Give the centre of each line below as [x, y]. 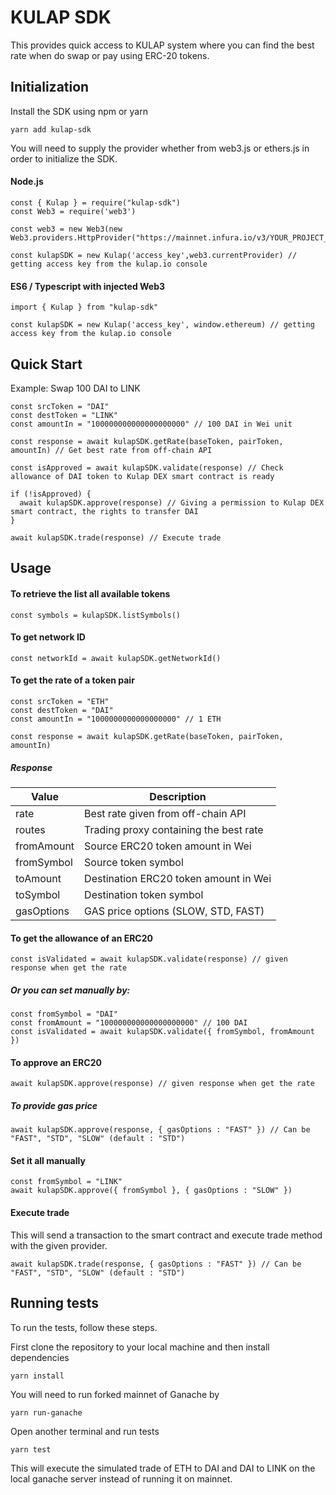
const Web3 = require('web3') [73, 211]
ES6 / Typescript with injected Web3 [88, 286]
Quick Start [46, 364]
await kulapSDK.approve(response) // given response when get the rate [162, 1084]
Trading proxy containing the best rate [174, 829]
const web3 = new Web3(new [66, 229]
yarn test [31, 1449]
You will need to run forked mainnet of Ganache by [115, 1394]
